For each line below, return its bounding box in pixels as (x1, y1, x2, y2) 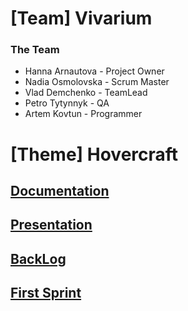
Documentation (10, 183, 110, 200)
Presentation (10, 217, 93, 234)
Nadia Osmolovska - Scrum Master (24, 76, 170, 88)
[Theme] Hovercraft (10, 143, 179, 166)
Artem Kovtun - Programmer (24, 108, 143, 120)
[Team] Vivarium (10, 7, 153, 30)
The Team (10, 43, 60, 57)
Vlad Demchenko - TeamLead (24, 87, 148, 99)
